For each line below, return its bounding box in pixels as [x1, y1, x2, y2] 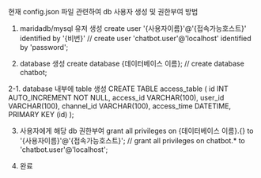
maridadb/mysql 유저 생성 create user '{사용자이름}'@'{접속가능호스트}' [19, 24, 247, 33]
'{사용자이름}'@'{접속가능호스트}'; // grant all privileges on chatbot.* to [19, 136, 245, 145]
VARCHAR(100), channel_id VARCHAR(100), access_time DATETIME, [8, 101, 232, 111]
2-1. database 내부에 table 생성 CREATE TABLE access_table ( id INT [8, 84, 229, 93]
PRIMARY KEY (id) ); [8, 110, 74, 119]
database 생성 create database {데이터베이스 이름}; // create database [19, 59, 245, 68]
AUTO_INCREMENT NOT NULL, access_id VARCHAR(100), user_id [8, 93, 225, 102]
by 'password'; [19, 43, 69, 51]
